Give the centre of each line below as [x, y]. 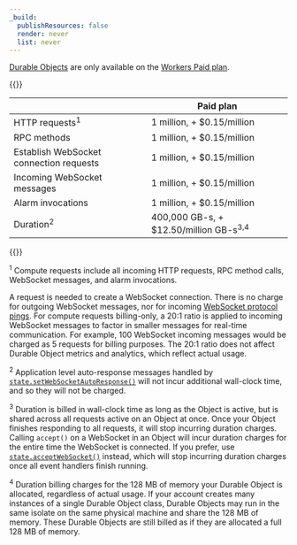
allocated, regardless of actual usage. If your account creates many [132, 494]
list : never [39, 42]
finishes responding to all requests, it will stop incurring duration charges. [143, 428]
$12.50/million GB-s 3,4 [200, 229]
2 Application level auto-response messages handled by [111, 371]
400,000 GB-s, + [188, 217]
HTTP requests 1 [47, 122]
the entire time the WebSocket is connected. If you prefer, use [122, 447]
